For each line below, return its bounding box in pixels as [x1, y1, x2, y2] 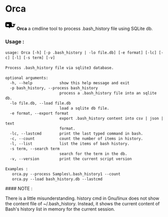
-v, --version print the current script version [10, 156, 132, 162]
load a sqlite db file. [59, 106, 109, 111]
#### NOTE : [5, 186, 33, 192]
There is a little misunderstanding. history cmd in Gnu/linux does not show [5, 195, 160, 201]
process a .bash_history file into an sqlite [59, 91, 157, 96]
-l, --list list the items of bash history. [10, 141, 130, 147]
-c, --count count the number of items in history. [10, 136, 143, 142]
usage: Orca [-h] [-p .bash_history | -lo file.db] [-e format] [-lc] [5, 50, 157, 56]
